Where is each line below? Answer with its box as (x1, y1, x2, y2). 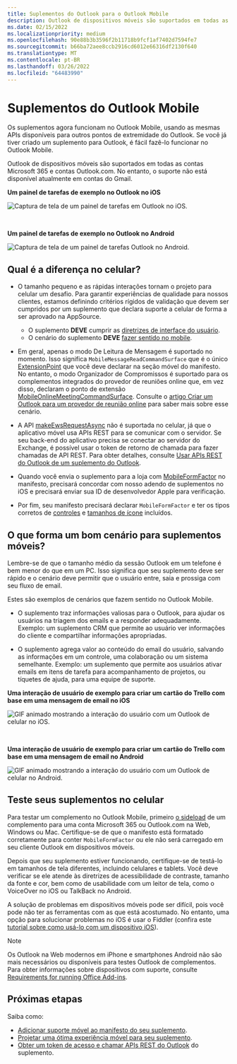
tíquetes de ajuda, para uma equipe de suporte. (17, 675, 156, 684)
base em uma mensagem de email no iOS (7, 696, 130, 705)
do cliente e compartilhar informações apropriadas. (17, 631, 167, 640)
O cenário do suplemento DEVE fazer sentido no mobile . (28, 334, 193, 342)
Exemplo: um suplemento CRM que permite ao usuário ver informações (17, 624, 226, 633)
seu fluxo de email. (7, 581, 63, 590)
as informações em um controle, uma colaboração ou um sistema (17, 653, 208, 661)
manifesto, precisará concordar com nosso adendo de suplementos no (17, 480, 224, 489)
